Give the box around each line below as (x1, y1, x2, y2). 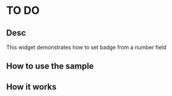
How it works (6, 82, 57, 92)
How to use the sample (6, 61, 94, 71)
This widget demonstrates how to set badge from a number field (6, 43, 167, 51)
